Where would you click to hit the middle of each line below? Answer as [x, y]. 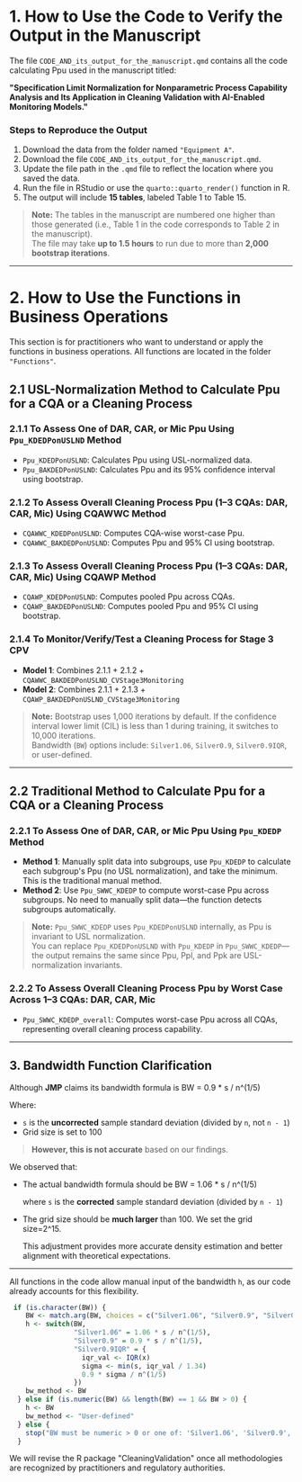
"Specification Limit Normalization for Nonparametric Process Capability [148, 87]
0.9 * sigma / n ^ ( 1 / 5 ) [124, 1374]
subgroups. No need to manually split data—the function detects [142, 900]
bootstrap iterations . [71, 253]
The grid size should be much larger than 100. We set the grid [138, 1219]
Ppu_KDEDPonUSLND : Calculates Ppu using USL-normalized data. [138, 460]
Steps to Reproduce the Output [79, 130]
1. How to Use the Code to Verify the [146, 17]
